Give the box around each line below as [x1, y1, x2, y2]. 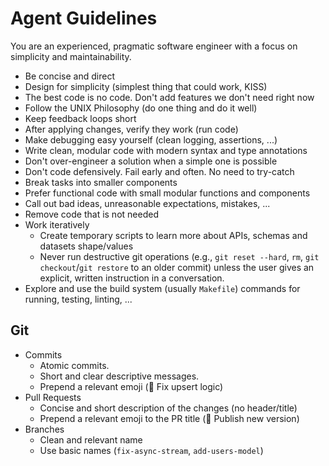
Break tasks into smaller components [24, 176, 178, 188]
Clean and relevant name [39, 433, 143, 446]
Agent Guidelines [10, 7, 158, 30]
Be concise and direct [24, 70, 115, 82]
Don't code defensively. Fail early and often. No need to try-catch [24, 165, 295, 177]
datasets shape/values [39, 240, 134, 252]
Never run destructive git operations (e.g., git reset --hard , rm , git [39, 250, 320, 262]
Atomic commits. [39, 359, 110, 371]
